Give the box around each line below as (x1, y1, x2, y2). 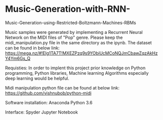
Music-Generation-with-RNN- (5, 3, 131, 15)
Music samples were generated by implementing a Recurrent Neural (5, 29, 143, 35)
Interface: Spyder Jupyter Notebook (5, 109, 78, 115)
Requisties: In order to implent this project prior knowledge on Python (5, 65, 146, 71)
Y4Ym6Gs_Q (5, 55, 30, 61)
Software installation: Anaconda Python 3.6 (5, 99, 93, 105)
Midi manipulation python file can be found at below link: (5, 85, 120, 90)
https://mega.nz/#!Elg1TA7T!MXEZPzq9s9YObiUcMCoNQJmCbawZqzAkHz (5, 50, 158, 56)
